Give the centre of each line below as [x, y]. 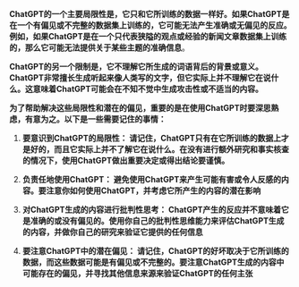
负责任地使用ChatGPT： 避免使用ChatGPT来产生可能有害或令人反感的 [152, 179]
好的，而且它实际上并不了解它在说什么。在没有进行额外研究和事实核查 [159, 149]
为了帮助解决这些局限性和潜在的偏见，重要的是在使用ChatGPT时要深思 [140, 108]
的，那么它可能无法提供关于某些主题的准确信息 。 [99, 47]
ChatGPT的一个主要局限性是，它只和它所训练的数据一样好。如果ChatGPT [145, 14]
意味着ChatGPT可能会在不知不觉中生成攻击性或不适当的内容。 [148, 89]
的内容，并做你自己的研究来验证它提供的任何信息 [112, 232]
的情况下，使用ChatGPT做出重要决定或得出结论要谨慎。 [126, 160]
